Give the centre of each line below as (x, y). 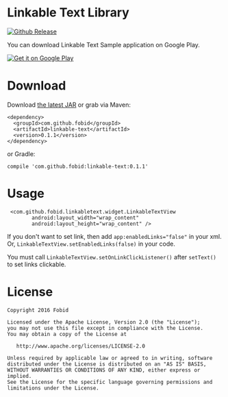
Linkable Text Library (68, 13)
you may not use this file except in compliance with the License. (105, 328)
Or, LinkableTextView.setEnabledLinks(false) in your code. (91, 244)
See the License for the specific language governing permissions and (110, 382)
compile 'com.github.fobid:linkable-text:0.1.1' (78, 166)
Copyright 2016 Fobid (38, 310)
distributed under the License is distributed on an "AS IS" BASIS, (107, 364)
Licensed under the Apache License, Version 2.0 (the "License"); (104, 322)
